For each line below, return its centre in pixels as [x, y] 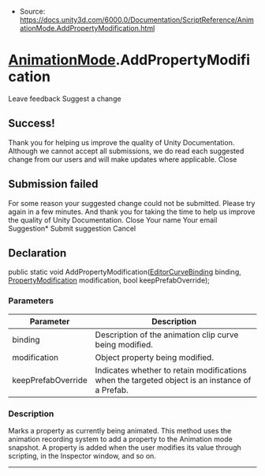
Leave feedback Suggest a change [65, 99]
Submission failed [53, 184]
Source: [32, 11]
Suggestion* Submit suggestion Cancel [72, 228]
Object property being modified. [155, 357]
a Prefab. [112, 390]
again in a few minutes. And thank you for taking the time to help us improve [132, 212]
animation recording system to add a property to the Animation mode [120, 439]
